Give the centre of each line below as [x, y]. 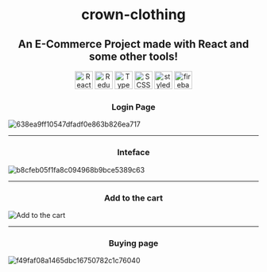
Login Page [133, 107]
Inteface [133, 153]
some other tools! [133, 56]
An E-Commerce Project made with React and [133, 44]
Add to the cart [133, 198]
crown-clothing [133, 15]
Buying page [133, 243]
